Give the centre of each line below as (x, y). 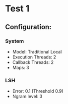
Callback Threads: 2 (33, 62)
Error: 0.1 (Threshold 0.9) (38, 91)
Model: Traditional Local (37, 52)
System (15, 41)
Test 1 (17, 9)
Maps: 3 (21, 67)
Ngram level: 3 (27, 97)
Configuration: (28, 27)
